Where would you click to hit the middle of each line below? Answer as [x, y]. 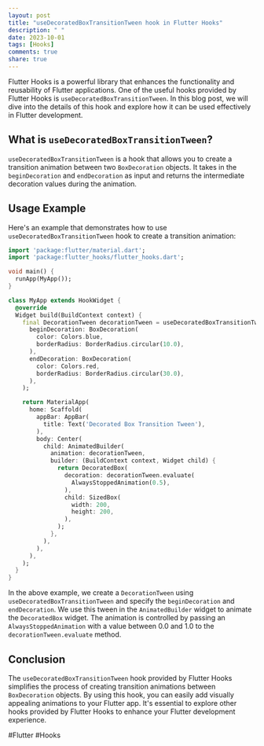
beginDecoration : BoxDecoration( [84, 330]
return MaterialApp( [56, 402]
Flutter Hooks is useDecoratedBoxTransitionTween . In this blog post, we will [128, 98]
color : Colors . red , [68, 366]
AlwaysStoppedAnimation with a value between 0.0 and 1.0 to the [111, 627]
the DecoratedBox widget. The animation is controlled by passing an [117, 618]
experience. [27, 719]
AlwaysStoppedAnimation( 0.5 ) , [121, 483]
